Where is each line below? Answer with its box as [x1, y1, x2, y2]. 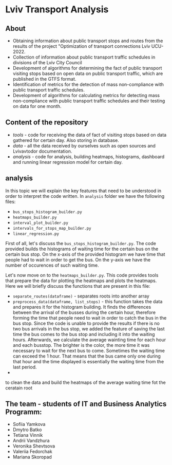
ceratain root [5, 384, 32, 391]
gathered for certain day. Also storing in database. [12, 137, 119, 143]
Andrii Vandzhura [12, 438, 50, 444]
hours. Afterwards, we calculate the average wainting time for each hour [12, 337, 166, 343]
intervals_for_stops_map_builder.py [12, 226, 91, 231]
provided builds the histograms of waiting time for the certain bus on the [5, 246, 159, 252]
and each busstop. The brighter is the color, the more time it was [12, 342, 150, 348]
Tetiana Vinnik [12, 432, 43, 438]
